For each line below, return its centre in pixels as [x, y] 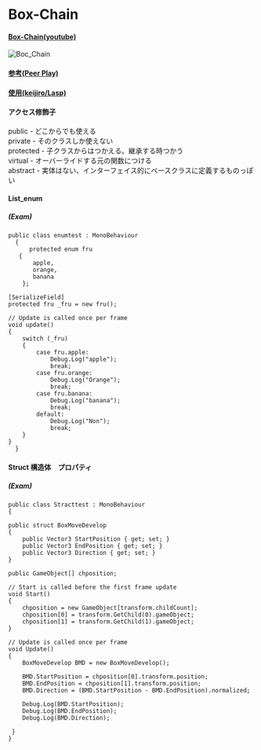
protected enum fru [60, 249]
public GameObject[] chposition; [63, 573]
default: [51, 414]
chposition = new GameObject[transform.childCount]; [110, 608]
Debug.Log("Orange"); [85, 380]
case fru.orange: [64, 373]
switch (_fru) [45, 339]
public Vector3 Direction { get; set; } [89, 553]
